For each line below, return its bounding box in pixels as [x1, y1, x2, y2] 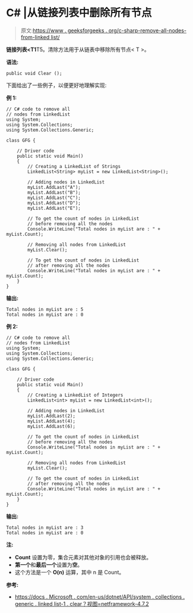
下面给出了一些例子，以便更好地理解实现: [6, 82, 107, 89]
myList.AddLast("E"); [27, 205, 81, 211]
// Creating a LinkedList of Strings [27, 163, 121, 169]
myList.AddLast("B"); [27, 189, 81, 195]
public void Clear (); [6, 70, 62, 76]
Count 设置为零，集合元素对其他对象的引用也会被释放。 [14, 553, 152, 561]
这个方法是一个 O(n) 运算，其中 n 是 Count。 [14, 568, 125, 575]
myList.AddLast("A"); [27, 184, 81, 190]
